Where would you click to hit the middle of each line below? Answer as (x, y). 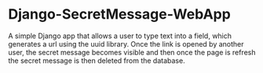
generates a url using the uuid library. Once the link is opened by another (126, 43)
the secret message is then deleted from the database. (97, 61)
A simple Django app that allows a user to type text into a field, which (120, 36)
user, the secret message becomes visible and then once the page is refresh (132, 52)
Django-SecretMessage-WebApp (120, 14)
